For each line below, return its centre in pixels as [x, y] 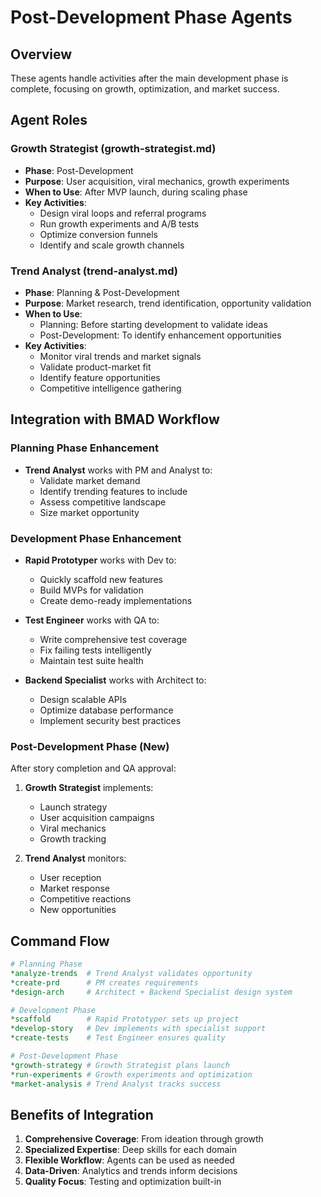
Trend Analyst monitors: [75, 858]
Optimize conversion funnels [98, 234]
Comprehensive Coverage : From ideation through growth [144, 1139]
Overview [41, 54]
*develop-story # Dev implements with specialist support [138, 1029]
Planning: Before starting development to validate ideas [153, 324]
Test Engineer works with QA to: [92, 620]
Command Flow [60, 941]
